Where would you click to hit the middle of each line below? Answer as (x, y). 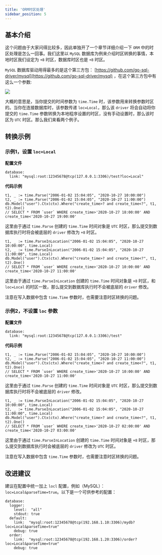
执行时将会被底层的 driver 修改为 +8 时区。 (56, 232)
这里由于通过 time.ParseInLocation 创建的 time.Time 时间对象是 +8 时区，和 (80, 281)
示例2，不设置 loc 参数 (31, 311)
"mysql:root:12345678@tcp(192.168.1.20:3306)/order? (83, 539)
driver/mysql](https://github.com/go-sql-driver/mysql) (59, 76)
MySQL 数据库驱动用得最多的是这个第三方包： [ (51, 70)
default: (18, 518)
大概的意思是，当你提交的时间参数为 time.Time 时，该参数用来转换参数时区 (80, 101)
